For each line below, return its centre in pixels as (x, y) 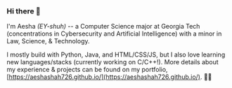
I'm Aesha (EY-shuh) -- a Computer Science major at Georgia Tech (103, 27)
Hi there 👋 (24, 11)
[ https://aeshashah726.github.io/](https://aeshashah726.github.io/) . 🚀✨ (109, 77)
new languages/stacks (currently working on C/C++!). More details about (112, 62)
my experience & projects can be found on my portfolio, (87, 70)
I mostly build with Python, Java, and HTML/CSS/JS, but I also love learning (116, 54)
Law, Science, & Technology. (48, 41)
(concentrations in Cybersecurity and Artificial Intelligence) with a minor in (114, 34)
